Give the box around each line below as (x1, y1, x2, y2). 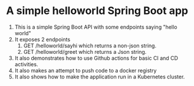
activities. (14, 60, 38, 68)
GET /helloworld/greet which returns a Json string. (23, 48, 147, 55)
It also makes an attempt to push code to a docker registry (14, 67, 157, 74)
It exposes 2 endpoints (14, 36, 71, 43)
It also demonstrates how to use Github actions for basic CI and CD (14, 54, 179, 61)
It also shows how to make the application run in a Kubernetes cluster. (14, 73, 185, 80)
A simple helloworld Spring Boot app (6, 4, 189, 18)
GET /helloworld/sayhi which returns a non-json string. (23, 42, 157, 49)
